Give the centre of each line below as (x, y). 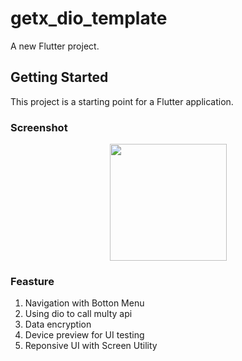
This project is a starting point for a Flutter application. (122, 101)
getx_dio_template (89, 18)
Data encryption (58, 324)
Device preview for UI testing (84, 335)
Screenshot (39, 127)
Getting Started (59, 77)
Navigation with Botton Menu (84, 303)
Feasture (32, 281)
